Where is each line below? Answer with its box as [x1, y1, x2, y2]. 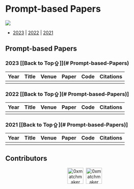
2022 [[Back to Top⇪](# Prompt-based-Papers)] [5, 90, 129, 98]
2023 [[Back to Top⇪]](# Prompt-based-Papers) [5, 60, 129, 67]
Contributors [5, 154, 48, 162]
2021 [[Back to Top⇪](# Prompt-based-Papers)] [5, 121, 128, 128]
